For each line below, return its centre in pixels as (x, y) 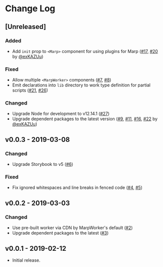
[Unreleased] (26, 27)
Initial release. (26, 260)
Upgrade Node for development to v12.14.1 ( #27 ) (61, 114)
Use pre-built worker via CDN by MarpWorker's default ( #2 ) (72, 228)
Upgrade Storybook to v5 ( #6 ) (43, 164)
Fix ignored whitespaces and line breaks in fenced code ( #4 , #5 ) (77, 187)
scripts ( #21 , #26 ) (30, 90)
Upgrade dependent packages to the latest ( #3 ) (60, 233)
